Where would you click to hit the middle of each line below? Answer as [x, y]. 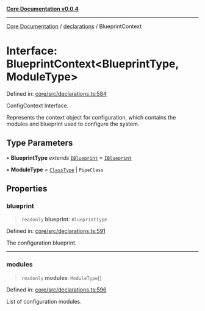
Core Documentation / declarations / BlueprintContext [74, 26]
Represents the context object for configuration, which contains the [91, 117]
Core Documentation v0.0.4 [43, 9]
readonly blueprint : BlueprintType [64, 220]
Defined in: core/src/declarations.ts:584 [56, 93]
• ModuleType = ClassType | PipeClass [55, 170]
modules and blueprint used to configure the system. [73, 124]
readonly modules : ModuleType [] [61, 277]
